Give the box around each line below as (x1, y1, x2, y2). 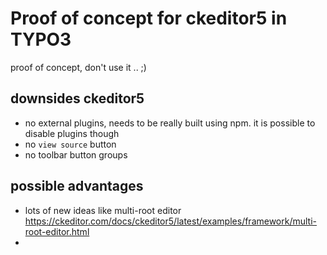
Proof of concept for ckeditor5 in (10, 7, 288, 30)
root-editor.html (24, 225, 90, 237)
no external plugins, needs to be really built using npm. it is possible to (24, 117, 316, 129)
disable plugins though (24, 127, 120, 139)
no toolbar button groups (24, 148, 128, 161)
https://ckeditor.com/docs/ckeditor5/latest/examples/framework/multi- (24, 215, 318, 227)
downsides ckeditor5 (10, 90, 145, 107)
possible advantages (10, 178, 144, 195)
